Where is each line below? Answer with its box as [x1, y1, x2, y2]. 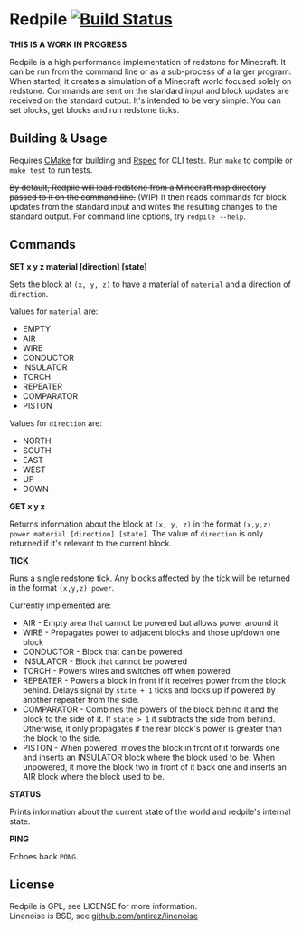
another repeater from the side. [22, 694, 140, 705]
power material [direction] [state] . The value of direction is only [9, 527, 264, 538]
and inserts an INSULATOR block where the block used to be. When [22, 752, 276, 763]
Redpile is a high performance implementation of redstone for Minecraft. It [9, 56, 287, 67]
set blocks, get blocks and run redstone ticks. [9, 104, 179, 115]
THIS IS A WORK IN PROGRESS [9, 39, 127, 50]
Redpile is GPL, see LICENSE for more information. [9, 901, 198, 912]
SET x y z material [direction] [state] [9, 261, 147, 271]
